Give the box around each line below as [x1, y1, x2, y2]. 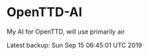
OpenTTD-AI [6, 4, 82, 20]
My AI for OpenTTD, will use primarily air [6, 27, 125, 36]
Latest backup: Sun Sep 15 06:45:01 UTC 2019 [6, 41, 143, 49]
